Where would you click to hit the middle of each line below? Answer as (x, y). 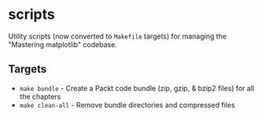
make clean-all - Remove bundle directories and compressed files (127, 104)
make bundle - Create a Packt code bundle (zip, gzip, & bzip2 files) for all (137, 88)
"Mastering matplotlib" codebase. (63, 44)
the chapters (40, 97)
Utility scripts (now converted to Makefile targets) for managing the (117, 36)
